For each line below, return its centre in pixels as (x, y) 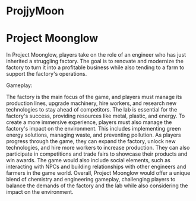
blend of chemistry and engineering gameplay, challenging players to (91, 180)
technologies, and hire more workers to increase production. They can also (98, 148)
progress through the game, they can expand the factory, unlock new (91, 141)
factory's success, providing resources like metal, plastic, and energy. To (96, 116)
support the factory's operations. (47, 74)
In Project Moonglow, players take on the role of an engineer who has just (96, 55)
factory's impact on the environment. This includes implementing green (94, 129)
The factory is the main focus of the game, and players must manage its (94, 97)
